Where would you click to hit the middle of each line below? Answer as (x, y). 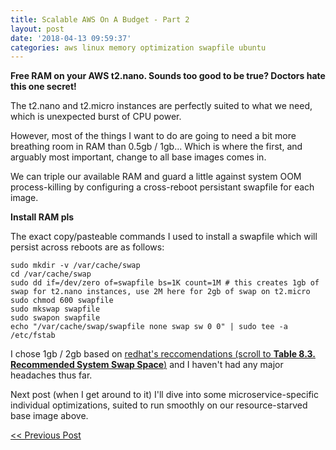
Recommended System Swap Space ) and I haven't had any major (147, 365)
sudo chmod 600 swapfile (62, 301)
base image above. (49, 416)
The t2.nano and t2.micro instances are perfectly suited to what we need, (161, 106)
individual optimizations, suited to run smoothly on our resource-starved (159, 405)
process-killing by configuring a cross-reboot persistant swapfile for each (162, 187)
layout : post (37, 29)
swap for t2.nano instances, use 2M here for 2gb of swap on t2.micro (160, 292)
